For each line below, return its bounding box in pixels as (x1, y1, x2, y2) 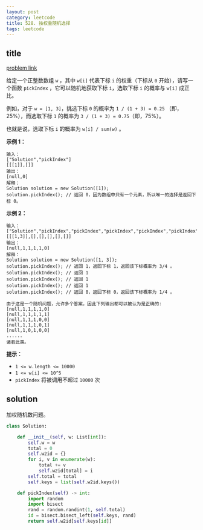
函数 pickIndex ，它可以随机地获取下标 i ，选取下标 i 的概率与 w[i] (11, 84, 178, 91)
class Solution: (6, 423, 47, 429)
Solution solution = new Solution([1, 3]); (6, 257, 118, 263)
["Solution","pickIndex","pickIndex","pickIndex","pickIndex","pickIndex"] (6, 228, 201, 234)
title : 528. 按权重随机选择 (6, 20, 71, 26)
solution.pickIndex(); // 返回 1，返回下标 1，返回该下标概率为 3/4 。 (6, 263, 175, 270)
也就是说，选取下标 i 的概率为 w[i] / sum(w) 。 (6, 125, 124, 133)
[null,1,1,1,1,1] (6, 311, 50, 318)
